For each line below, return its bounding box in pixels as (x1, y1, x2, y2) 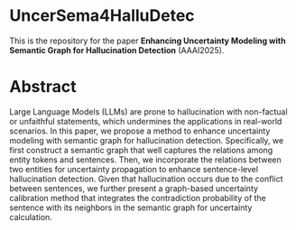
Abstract (9, 77, 77, 97)
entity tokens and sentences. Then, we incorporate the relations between (9, 154, 282, 165)
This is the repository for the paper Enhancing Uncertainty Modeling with (9, 35, 286, 46)
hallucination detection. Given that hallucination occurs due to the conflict (9, 173, 283, 184)
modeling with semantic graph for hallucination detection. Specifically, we (9, 134, 284, 145)
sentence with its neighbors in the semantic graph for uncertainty (9, 202, 253, 213)
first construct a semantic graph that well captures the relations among (9, 144, 273, 155)
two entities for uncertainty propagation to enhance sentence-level (9, 163, 259, 174)
